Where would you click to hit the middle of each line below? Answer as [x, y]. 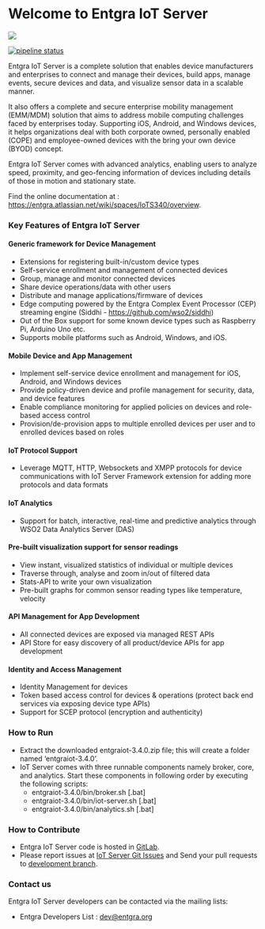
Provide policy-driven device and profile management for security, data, [137, 390]
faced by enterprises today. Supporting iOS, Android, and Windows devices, [132, 123]
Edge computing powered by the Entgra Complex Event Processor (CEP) [138, 304]
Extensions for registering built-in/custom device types [109, 262]
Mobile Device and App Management [70, 356]
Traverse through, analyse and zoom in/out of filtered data [115, 573]
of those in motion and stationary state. [72, 181]
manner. [22, 91]
